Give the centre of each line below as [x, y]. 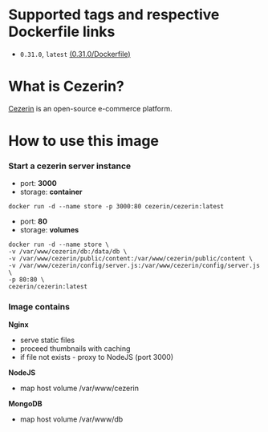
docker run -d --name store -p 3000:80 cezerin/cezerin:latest [116, 207]
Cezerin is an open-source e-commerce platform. [90, 108]
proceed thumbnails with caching [75, 348]
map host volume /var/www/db [71, 419]
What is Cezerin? [66, 87]
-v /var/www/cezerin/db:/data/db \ [68, 252]
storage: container [51, 192]
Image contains [39, 307]
